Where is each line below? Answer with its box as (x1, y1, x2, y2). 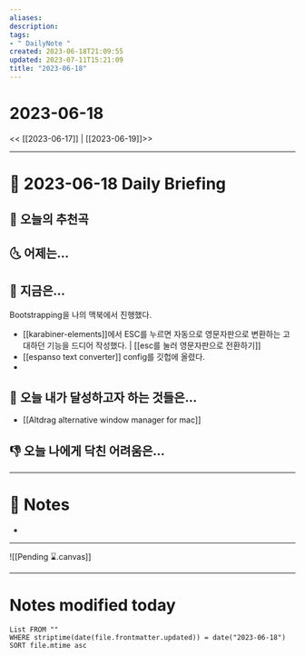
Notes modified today (9, 595, 176, 616)
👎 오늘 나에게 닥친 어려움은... (9, 443, 165, 459)
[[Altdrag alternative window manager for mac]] (22, 414, 202, 425)
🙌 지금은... (9, 284, 65, 299)
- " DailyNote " (9, 38, 71, 48)
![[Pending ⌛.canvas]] (9, 552, 92, 562)
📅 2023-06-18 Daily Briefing (9, 174, 227, 194)
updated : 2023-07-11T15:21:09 (9, 55, 124, 65)
